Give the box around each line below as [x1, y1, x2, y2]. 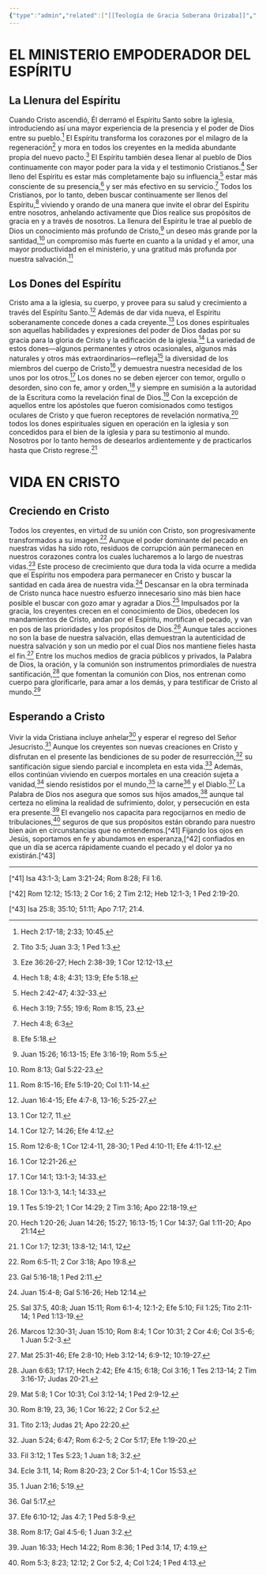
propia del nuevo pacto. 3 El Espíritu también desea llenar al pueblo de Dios [9, 151, 252, 162]
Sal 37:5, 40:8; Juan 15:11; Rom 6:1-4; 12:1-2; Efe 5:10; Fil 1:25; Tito [20, 1302, 236, 1312]
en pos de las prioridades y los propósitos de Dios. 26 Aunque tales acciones [9, 623, 257, 633]
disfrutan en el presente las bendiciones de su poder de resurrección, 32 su [9, 750, 253, 761]
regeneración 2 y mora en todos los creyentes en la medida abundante [9, 142, 237, 152]
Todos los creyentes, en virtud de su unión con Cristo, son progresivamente [9, 525, 256, 534]
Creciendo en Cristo [9, 504, 110, 518]
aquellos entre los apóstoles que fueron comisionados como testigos [9, 401, 234, 410]
